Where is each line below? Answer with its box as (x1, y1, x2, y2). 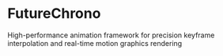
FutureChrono (7, 5, 101, 23)
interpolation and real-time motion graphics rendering (7, 38, 183, 47)
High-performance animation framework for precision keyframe (7, 30, 215, 40)
